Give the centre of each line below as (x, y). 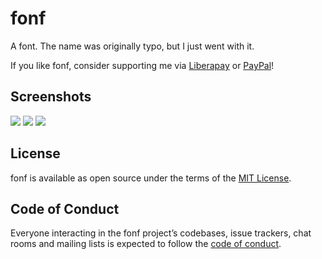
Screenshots (51, 97)
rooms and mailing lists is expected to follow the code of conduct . (146, 244)
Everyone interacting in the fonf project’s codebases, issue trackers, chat (161, 233)
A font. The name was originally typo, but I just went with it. (132, 46)
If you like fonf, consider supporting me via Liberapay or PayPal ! (142, 65)
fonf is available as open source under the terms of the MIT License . (151, 178)
